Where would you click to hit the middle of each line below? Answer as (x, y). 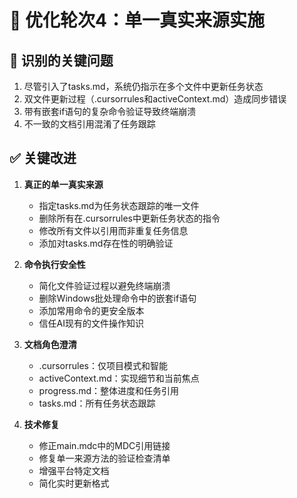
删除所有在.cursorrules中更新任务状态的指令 (129, 218)
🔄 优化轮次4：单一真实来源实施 (137, 20)
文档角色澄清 (50, 344)
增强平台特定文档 (74, 470)
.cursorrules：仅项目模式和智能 (103, 365)
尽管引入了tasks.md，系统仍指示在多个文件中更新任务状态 (143, 86)
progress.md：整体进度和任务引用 (109, 390)
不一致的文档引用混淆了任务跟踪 (89, 124)
